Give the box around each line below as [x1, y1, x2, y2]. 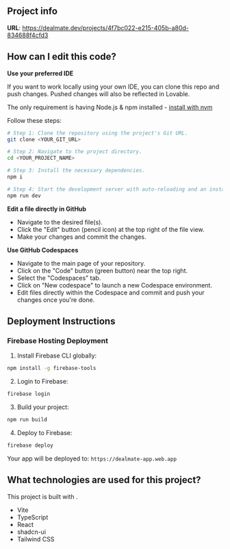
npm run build [7, 417, 48, 423]
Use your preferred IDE [7, 69, 74, 78]
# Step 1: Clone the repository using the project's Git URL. [7, 130, 188, 137]
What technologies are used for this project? [7, 474, 201, 486]
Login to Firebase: [16, 377, 68, 386]
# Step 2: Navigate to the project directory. [7, 148, 142, 155]
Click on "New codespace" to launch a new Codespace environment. [16, 281, 212, 289]
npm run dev [7, 192, 41, 199]
